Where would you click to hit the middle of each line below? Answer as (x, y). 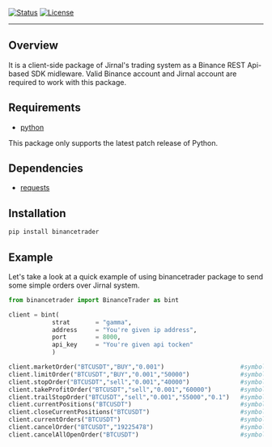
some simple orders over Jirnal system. (74, 285)
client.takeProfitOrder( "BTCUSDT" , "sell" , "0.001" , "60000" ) (110, 390)
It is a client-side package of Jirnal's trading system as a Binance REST (127, 65)
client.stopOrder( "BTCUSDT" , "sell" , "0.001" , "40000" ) (99, 382)
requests (35, 188)
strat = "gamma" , (91, 322)
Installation (37, 213)
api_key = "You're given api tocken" (123, 345)
